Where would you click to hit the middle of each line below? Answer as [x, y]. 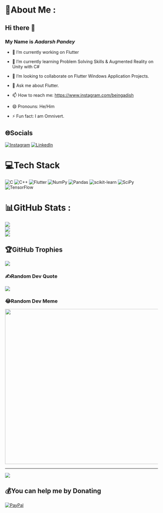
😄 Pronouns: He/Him [33, 106]
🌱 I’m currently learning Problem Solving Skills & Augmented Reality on [83, 61]
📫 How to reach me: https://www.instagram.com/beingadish [73, 95]
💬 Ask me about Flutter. [35, 85]
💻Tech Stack [33, 165]
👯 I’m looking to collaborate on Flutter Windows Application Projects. [81, 76]
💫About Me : [31, 10]
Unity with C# [26, 66]
